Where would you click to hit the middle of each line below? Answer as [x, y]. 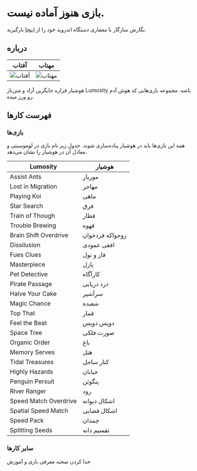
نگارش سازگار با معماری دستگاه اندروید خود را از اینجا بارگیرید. [77, 29]
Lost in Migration [34, 187]
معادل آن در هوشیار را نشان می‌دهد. [47, 152]
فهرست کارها [29, 115]
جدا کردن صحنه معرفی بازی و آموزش [49, 461]
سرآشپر [93, 294]
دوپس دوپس [98, 323]
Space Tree [26, 333]
